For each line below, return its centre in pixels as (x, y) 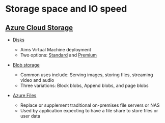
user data (30, 116)
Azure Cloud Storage (39, 28)
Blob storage (26, 65)
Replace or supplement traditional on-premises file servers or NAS (90, 105)
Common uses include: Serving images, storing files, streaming (87, 75)
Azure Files (24, 95)
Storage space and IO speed (66, 9)
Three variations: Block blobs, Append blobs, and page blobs (84, 85)
